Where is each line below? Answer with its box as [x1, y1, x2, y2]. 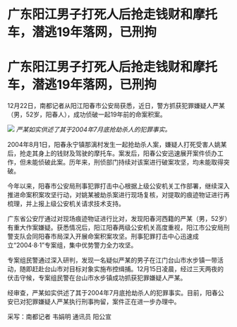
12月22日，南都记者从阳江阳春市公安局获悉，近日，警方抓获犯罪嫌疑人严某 [7, 102, 226, 110]
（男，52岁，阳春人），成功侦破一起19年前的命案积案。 [7, 110, 167, 119]
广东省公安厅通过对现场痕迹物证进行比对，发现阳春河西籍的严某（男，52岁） [7, 215, 228, 223]
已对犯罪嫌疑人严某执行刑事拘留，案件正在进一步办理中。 [13, 297, 181, 306]
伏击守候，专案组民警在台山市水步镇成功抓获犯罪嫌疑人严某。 [7, 273, 187, 283]
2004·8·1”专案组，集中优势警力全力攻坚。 [16, 241, 138, 249]
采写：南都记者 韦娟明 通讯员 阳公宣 [7, 312, 111, 321]
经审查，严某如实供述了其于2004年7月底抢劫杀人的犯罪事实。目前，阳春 [7, 289, 219, 297]
